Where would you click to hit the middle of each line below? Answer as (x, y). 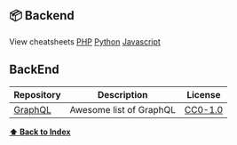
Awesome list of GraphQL (122, 109)
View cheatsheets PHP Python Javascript (85, 41)
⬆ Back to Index (40, 132)
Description (122, 94)
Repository (37, 94)
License (203, 94)
